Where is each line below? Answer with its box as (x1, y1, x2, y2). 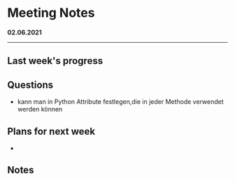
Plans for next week (7, 125, 96, 138)
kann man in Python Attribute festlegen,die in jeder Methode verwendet (17, 98, 224, 106)
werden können (17, 105, 63, 114)
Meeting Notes (7, 5, 95, 21)
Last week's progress (7, 55, 104, 67)
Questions (7, 79, 54, 90)
